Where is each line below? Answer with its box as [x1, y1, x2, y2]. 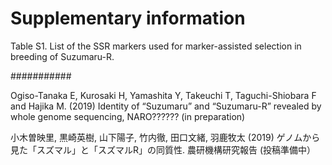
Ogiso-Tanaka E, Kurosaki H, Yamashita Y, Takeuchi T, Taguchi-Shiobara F [10, 89, 317, 101]
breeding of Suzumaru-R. [10, 50, 115, 62]
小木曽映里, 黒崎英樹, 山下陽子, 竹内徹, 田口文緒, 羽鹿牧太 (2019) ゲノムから [10, 131, 321, 143]
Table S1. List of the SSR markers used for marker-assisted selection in [10, 40, 302, 52]
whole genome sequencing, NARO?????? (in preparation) [10, 110, 246, 122]
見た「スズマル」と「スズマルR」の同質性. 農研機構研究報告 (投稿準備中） [10, 143, 317, 156]
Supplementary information [10, 7, 246, 30]
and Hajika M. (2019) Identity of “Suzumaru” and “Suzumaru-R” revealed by [10, 100, 322, 112]
